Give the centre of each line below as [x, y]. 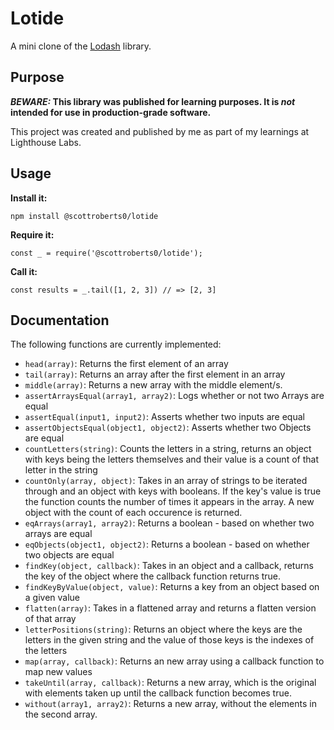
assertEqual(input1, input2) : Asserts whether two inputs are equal [164, 417]
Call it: [24, 271]
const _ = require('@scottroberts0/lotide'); [106, 253]
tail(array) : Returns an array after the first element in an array [155, 374]
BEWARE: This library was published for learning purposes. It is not [153, 101]
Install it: [29, 198]
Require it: [32, 234]
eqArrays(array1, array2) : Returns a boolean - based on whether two [169, 523]
